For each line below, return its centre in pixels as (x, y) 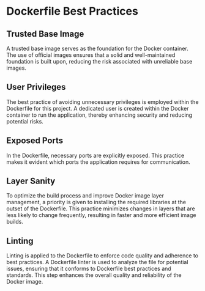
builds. (15, 222)
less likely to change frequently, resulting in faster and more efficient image (101, 215)
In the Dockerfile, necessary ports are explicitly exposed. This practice (95, 155)
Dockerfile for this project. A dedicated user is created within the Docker (98, 108)
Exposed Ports (35, 141)
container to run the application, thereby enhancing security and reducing (99, 115)
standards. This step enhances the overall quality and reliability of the (94, 275)
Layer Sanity (31, 181)
